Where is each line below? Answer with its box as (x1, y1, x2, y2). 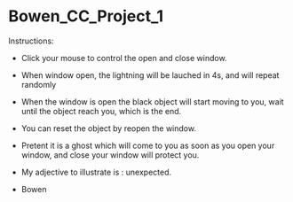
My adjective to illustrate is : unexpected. (20, 167, 172, 177)
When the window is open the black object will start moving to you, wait (20, 96, 285, 107)
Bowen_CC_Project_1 (8, 6, 164, 27)
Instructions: (8, 35, 54, 46)
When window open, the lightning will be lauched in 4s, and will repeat (20, 69, 280, 81)
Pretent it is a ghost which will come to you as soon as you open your (20, 140, 275, 151)
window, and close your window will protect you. (20, 149, 200, 160)
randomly (20, 79, 57, 89)
